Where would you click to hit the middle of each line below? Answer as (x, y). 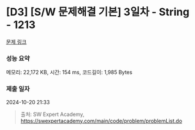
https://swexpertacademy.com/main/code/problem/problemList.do (101, 121)
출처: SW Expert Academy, (52, 114)
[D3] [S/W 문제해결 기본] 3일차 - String (98, 12)
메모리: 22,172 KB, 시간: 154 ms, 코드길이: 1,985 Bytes (69, 72)
